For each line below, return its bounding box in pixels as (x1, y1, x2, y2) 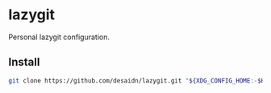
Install (8, 55, 40, 69)
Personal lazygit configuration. (8, 32, 110, 42)
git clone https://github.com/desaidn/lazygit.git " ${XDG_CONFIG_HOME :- (8, 76, 258, 85)
